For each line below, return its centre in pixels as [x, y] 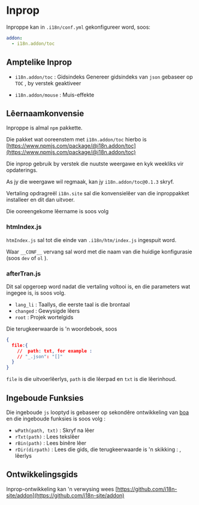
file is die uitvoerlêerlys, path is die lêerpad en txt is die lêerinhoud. [91, 379]
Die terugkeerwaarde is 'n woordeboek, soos [62, 329]
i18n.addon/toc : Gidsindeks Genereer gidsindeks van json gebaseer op [104, 77]
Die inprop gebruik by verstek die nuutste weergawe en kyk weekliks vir [95, 164]
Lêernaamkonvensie [45, 114]
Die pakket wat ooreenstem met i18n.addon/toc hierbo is [76, 140]
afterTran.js [23, 273]
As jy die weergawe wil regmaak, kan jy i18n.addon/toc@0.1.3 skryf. [90, 182]
